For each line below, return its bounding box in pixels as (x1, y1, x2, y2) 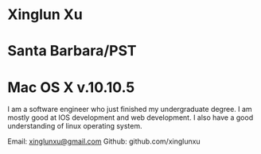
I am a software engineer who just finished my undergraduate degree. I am (7, 105, 252, 114)
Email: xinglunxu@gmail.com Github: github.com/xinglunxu (7, 137, 201, 146)
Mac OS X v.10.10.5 (7, 78, 135, 96)
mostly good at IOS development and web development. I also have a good (7, 113, 254, 122)
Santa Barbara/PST (7, 42, 137, 60)
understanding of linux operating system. (7, 121, 142, 131)
